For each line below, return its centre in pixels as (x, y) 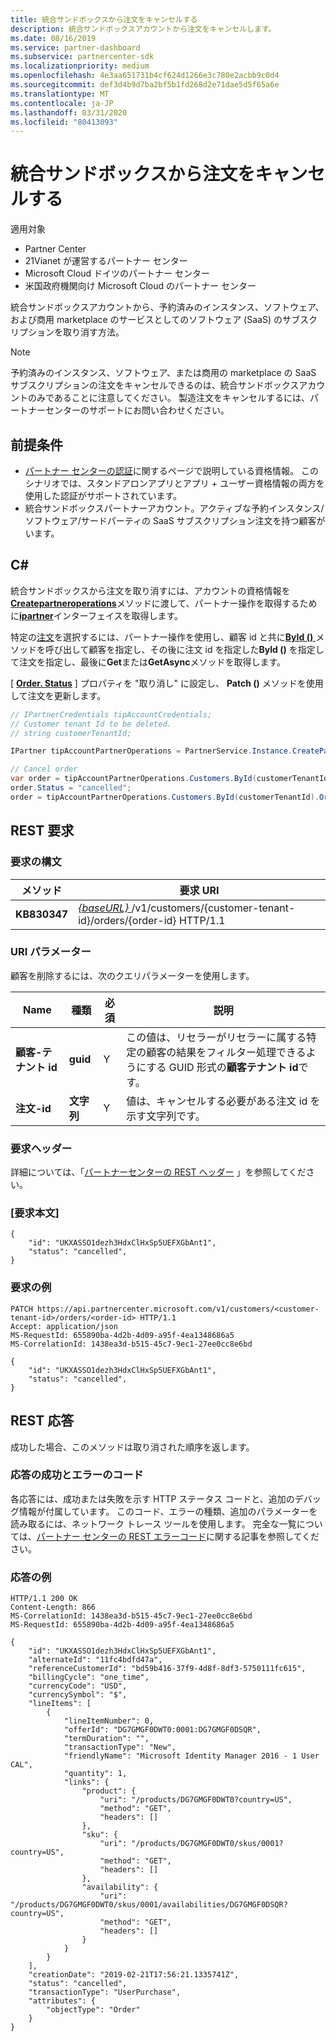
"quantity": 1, (95, 1774)
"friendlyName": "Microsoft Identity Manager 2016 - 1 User (191, 1756)
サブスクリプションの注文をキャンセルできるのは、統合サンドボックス (155, 385)
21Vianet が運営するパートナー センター (106, 261)
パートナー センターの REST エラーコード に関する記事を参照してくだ (178, 1536)
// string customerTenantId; (71, 733)
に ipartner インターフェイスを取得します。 (97, 615)
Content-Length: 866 (53, 1607)
